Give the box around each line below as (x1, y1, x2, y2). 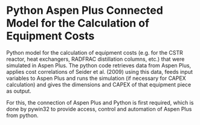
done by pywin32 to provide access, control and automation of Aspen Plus (6, 105, 192, 112)
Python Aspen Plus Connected (6, 4, 163, 17)
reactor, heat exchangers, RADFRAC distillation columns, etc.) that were (6, 55, 185, 62)
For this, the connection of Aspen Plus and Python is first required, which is (6, 99, 194, 106)
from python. (6, 112, 39, 119)
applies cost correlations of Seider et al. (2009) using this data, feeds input (6, 68, 193, 75)
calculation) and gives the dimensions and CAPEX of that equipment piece (6, 81, 192, 88)
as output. (6, 87, 31, 94)
